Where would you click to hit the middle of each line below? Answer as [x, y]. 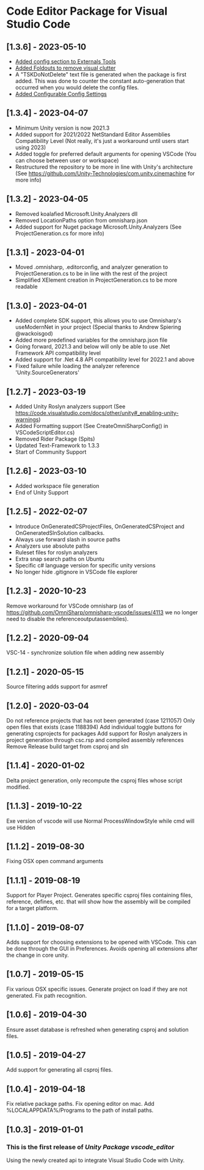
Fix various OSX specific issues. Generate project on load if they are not [97, 989]
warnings [27, 419]
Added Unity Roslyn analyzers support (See [70, 407]
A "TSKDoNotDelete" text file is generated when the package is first [101, 74]
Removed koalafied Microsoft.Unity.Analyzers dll [76, 214]
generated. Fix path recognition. [47, 995]
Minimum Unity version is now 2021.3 [62, 128]
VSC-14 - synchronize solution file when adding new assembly [85, 653]
